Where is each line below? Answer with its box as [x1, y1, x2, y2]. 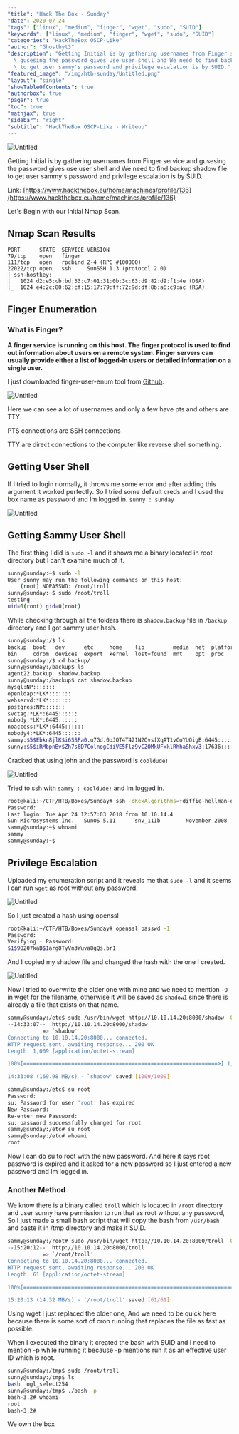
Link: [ [7, 185, 26, 194]
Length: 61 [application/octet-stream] [7, 1271, 126, 1278]
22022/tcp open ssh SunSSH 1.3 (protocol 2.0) [7, 265, 167, 272]
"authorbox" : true [7, 90, 62, 97]
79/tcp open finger [7, 252, 81, 260]
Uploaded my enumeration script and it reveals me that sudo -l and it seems [7, 876, 232, 884]
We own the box [7, 1420, 55, 1428]
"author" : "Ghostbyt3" [7, 43, 75, 51]
